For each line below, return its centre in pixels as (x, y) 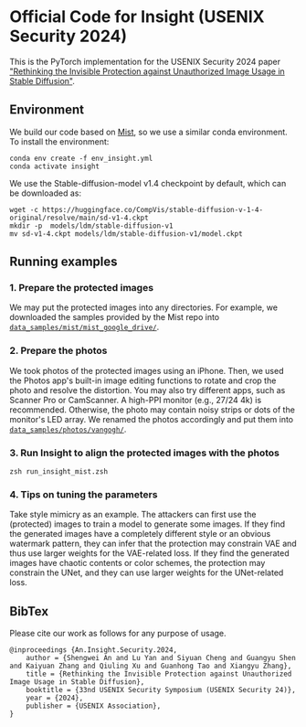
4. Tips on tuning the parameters (84, 494)
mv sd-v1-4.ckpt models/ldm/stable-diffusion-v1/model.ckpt (127, 234)
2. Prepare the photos (58, 351)
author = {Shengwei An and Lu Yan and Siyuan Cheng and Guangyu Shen (161, 658)
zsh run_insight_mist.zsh (58, 472)
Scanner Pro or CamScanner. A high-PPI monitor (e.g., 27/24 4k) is (136, 400)
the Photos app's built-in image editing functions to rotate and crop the (143, 380)
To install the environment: (59, 141)
